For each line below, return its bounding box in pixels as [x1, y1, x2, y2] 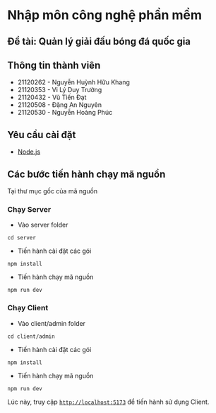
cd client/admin [7, 333, 55, 340]
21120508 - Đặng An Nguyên [17, 101, 102, 109]
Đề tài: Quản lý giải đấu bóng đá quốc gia [7, 35, 191, 47]
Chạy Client [7, 303, 49, 313]
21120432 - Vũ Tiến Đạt [17, 93, 87, 102]
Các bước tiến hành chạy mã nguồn [7, 168, 166, 180]
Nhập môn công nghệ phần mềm [7, 7, 203, 23]
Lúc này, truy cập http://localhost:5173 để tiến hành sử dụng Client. [7, 397, 210, 406]
